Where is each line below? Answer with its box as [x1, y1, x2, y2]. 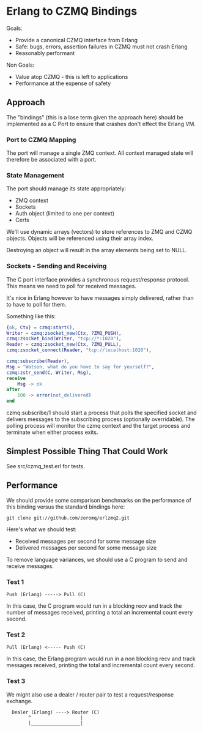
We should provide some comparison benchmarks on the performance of [6, 496, 191, 504]
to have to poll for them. [6, 301, 67, 308]
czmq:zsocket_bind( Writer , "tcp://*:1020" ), [6, 335, 122, 342]
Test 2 [6, 630, 26, 639]
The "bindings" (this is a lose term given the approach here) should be [6, 113, 183, 121]
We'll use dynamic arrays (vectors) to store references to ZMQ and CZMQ [6, 228, 193, 236]
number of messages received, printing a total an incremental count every [6, 608, 193, 616]
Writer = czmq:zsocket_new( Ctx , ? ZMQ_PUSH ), [6, 330, 122, 336]
